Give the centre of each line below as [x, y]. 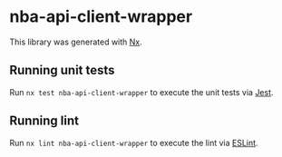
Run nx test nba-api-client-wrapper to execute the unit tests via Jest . [141, 92]
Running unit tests [62, 70]
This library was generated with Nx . [76, 42]
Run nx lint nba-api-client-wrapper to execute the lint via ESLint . [134, 142]
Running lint [44, 121]
